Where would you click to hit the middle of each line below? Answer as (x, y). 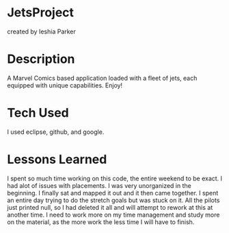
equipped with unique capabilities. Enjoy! (65, 85)
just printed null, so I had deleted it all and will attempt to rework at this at (110, 207)
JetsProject (40, 13)
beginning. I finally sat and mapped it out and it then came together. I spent (113, 193)
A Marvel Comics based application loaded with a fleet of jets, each (102, 78)
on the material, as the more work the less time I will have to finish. (101, 222)
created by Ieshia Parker (42, 31)
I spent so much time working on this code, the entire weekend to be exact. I (115, 178)
